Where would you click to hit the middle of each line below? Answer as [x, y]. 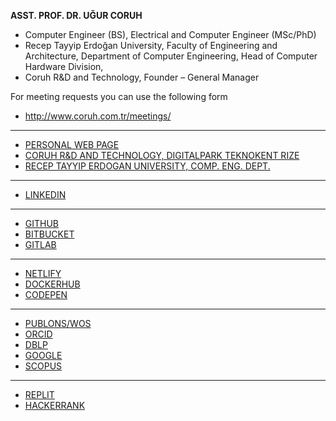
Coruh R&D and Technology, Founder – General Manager [142, 77]
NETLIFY [43, 273]
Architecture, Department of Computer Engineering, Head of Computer [171, 56]
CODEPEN [46, 294]
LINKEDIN [45, 194]
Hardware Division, [64, 66]
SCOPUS [43, 366]
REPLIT [39, 394]
